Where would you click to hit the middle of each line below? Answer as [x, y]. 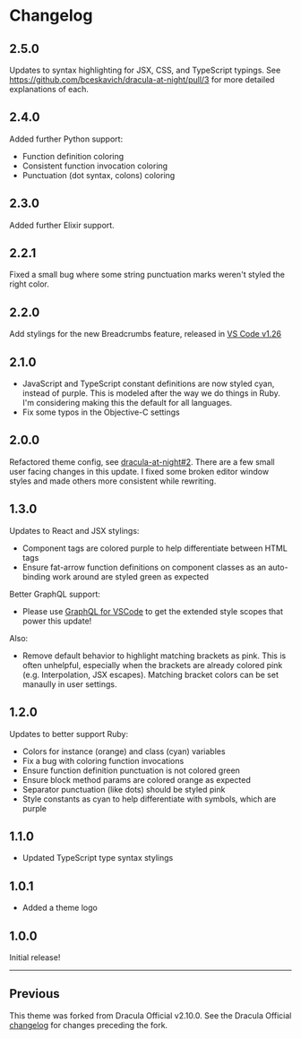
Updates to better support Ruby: [69, 734]
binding [36, 576]
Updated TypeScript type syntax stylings [98, 858]
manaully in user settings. [70, 684]
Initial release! [35, 957]
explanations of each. [49, 89]
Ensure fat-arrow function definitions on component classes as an [144, 567]
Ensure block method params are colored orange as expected [136, 779]
